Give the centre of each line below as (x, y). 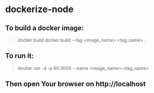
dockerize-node (40, 9)
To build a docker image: (45, 28)
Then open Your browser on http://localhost (75, 84)
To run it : (20, 56)
